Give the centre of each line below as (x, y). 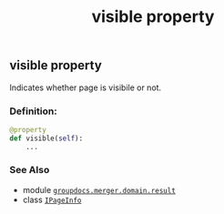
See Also (30, 170)
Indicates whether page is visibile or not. (86, 87)
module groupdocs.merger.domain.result (99, 189)
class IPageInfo (52, 199)
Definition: (33, 111)
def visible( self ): (46, 138)
